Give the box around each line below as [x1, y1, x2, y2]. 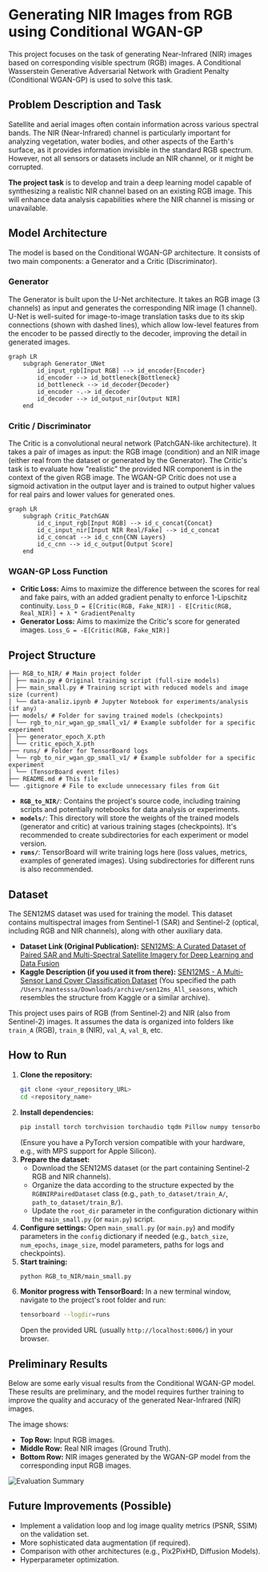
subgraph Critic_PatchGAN [22, 512, 110, 521]
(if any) [8, 705, 38, 713]
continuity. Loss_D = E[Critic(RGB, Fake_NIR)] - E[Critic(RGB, [19, 601, 233, 611]
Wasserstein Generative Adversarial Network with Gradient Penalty [8, 66, 230, 75]
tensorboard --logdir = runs [19, 1310, 110, 1319]
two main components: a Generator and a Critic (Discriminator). [8, 256, 218, 266]
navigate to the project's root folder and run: [19, 1295, 166, 1305]
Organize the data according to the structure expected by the [31, 1180, 234, 1189]
